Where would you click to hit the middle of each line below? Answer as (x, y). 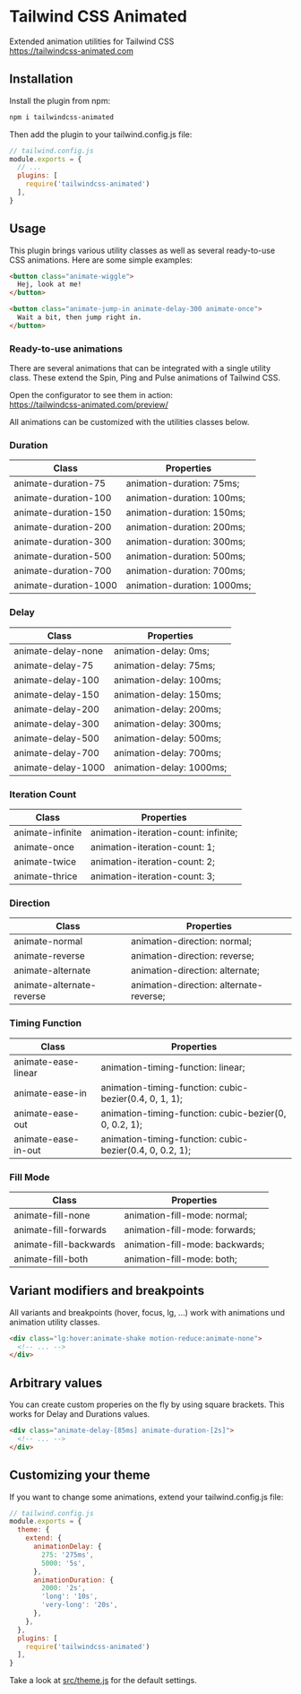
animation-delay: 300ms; (167, 724)
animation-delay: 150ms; (167, 694)
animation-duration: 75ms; (183, 483)
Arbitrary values (56, 1383)
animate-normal (48, 942)
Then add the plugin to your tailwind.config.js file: (101, 134)
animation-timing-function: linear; (173, 1067)
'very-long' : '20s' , (80, 1605)
